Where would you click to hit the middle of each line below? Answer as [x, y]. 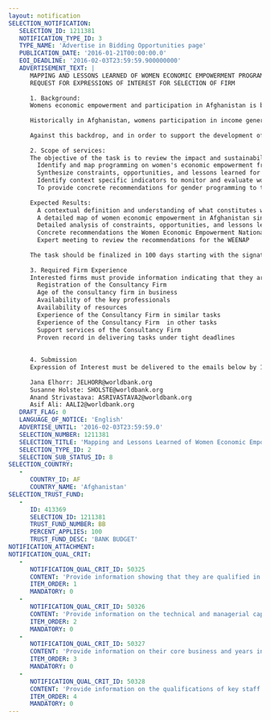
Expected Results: [60, 203]
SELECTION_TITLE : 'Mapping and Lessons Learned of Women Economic [133, 442]
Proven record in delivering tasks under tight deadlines [136, 337]
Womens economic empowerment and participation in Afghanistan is [143, 105]
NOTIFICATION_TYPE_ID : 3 [61, 38]
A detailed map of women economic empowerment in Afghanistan [143, 218]
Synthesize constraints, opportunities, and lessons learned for [149, 173]
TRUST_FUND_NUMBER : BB [67, 525]
